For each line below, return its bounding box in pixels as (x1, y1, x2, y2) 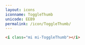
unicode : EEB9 (5, 16, 35, 21)
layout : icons (5, 7, 35, 12)
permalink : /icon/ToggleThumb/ (5, 21, 71, 26)
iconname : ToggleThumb (5, 12, 53, 17)
